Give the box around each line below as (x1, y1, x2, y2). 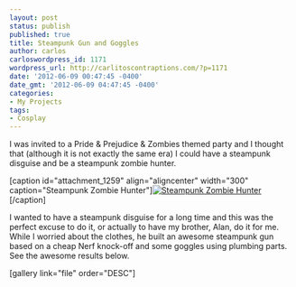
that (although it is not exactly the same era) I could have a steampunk (9, 148, 271, 159)
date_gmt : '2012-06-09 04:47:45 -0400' (9, 80, 160, 89)
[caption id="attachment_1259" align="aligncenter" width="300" (9, 175, 249, 186)
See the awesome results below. (9, 250, 130, 262)
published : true (9, 30, 70, 39)
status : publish (9, 22, 70, 31)
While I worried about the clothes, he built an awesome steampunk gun (9, 231, 274, 242)
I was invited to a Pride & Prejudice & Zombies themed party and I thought (9, 139, 284, 150)
